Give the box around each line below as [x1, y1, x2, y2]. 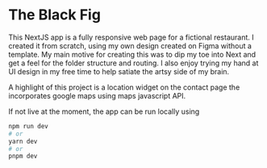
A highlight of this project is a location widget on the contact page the [8, 82, 240, 92]
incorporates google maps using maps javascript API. [8, 90, 186, 100]
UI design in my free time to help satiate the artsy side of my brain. [8, 66, 230, 76]
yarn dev [8, 137, 38, 145]
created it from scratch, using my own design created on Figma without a [8, 40, 252, 50]
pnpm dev [8, 152, 38, 161]
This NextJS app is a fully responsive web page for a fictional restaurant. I [8, 32, 254, 42]
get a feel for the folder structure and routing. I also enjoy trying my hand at [8, 58, 259, 68]
